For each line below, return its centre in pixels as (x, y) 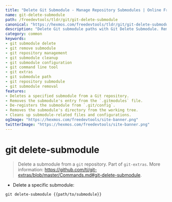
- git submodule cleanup (32, 58)
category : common (24, 34)
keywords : (16, 39)
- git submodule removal (32, 86)
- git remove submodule (31, 48)
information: (30, 169)
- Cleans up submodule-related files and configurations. (68, 115)
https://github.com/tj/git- (71, 169)
